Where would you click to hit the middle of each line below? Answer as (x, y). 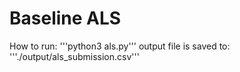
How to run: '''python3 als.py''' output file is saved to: (120, 46)
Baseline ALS (65, 18)
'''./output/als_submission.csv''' (74, 56)
